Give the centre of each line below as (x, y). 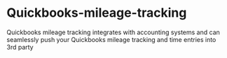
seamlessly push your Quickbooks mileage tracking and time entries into (111, 39)
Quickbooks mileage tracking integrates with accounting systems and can (113, 32)
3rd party (20, 47)
